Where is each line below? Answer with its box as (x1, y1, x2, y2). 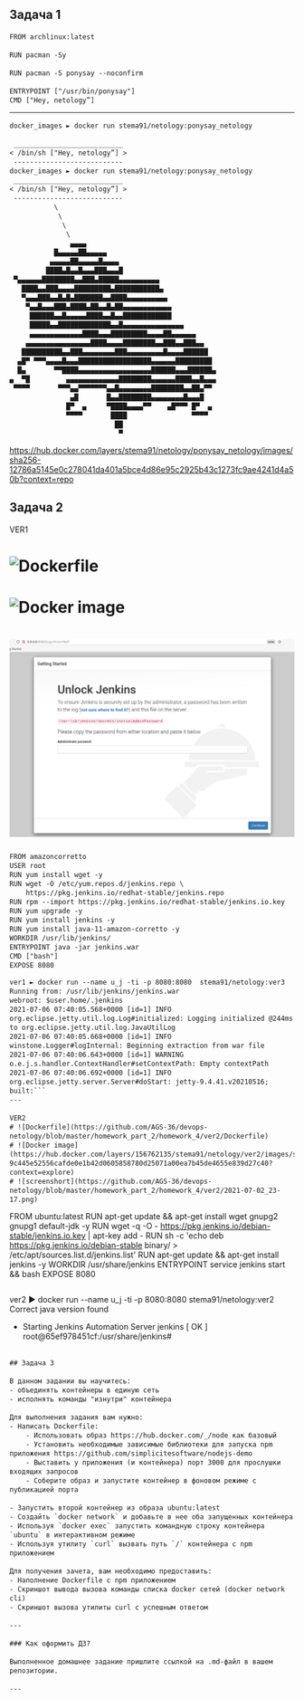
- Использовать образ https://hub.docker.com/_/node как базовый (25, 1430, 278, 1440)
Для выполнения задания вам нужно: (9, 1412, 144, 1422)
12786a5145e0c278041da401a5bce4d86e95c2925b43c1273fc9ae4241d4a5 (9, 463, 294, 474)
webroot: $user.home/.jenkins (9, 996, 124, 1005)
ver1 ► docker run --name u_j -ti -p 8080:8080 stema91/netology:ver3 (9, 978, 285, 987)
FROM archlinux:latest (9, 32, 95, 42)
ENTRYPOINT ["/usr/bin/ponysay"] (9, 86, 136, 96)
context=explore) (9, 1168, 75, 1177)
